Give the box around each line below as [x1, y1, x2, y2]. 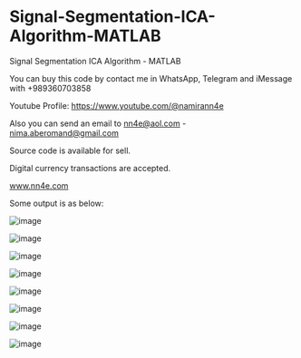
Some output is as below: [9, 198, 104, 208]
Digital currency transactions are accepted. [9, 162, 171, 173]
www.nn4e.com [9, 179, 69, 191]
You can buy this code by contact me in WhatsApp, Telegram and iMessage [9, 73, 293, 83]
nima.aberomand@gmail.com [9, 127, 120, 138]
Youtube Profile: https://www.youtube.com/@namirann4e [9, 100, 224, 111]
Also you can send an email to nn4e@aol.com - [9, 118, 187, 129]
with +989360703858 [9, 82, 92, 93]
